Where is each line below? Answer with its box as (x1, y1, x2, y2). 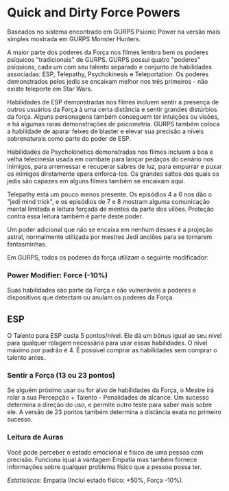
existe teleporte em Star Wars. (7, 84, 93, 93)
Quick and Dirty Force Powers (7, 5, 180, 21)
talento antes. (7, 354, 46, 362)
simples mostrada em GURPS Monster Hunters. (7, 34, 141, 43)
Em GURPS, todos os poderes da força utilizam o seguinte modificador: (7, 253, 209, 262)
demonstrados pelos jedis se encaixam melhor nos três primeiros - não (7, 77, 208, 85)
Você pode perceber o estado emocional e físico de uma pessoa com (7, 448, 204, 456)
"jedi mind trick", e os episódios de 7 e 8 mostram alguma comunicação (7, 197, 210, 205)
